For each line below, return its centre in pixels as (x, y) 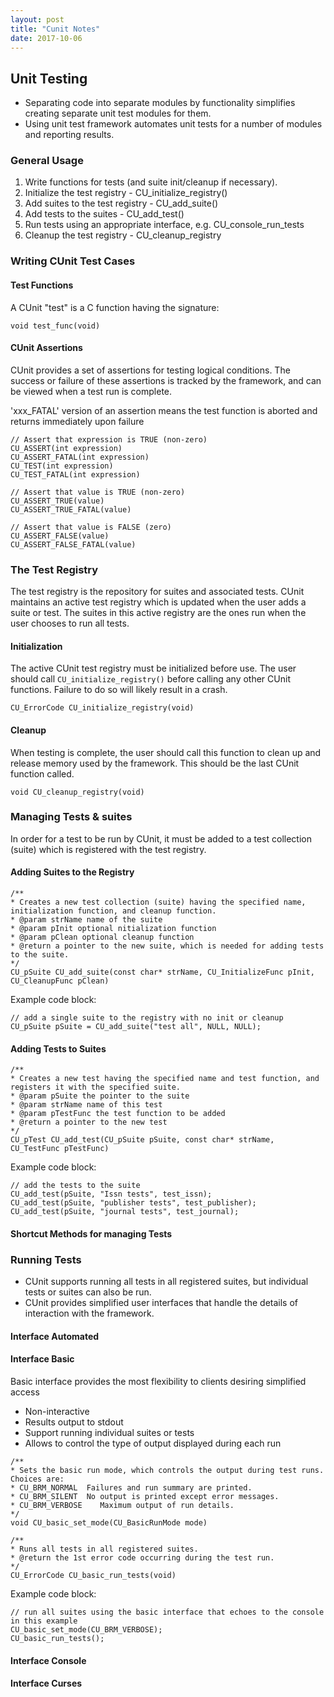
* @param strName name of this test (86, 1105)
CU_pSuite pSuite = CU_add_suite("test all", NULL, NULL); (136, 1027)
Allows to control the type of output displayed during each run (153, 1443)
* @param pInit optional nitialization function (113, 929)
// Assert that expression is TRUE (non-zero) (109, 439)
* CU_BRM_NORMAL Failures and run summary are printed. (131, 1487)
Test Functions (42, 285)
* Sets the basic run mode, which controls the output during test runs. (167, 1470)
